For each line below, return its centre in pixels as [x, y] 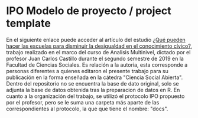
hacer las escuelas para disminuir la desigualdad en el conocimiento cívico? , [99, 46]
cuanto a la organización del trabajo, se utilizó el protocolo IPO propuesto [95, 96]
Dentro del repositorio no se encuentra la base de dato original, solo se [92, 83]
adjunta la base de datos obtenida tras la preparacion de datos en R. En [93, 90]
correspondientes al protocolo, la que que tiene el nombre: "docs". [87, 109]
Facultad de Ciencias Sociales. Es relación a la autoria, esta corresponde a [97, 65]
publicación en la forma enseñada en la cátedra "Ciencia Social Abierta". [95, 77]
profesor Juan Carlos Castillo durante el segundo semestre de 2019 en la [95, 58]
